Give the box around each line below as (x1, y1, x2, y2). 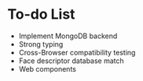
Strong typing (18, 39, 64, 48)
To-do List (7, 5, 75, 23)
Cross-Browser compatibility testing (18, 48, 136, 57)
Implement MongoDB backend (18, 31, 118, 40)
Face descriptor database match (18, 56, 125, 65)
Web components (18, 64, 76, 73)
